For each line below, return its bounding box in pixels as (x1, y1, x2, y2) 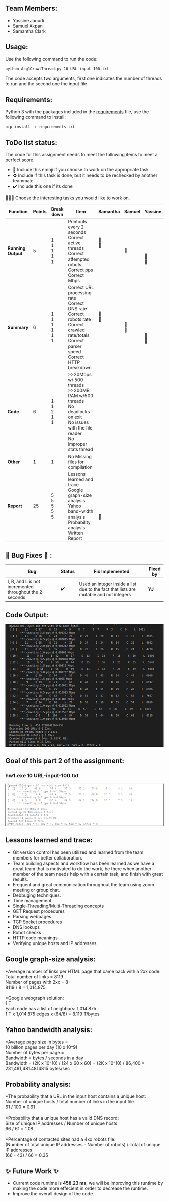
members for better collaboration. (12, 854, 83, 861)
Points (33, 209, 47, 214)
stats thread (68, 446, 93, 452)
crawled (68, 327, 85, 333)
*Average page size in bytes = (5, 1039, 68, 1045)
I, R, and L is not (7, 578, 40, 584)
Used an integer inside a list (79, 581, 137, 587)
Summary (7, 324, 29, 330)
